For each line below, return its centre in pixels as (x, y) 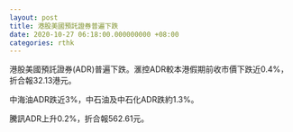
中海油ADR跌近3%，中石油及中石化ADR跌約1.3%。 (104, 100)
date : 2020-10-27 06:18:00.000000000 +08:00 (94, 34)
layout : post (34, 18)
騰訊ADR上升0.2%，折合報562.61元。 (79, 119)
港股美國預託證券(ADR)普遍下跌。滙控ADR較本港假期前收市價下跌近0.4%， (149, 69)
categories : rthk (42, 43)
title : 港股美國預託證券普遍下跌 (64, 26)
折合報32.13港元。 (43, 81)
